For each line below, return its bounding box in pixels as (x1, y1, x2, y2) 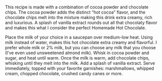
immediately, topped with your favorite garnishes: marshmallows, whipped (5, 65, 154, 71)
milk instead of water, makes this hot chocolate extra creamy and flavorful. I (5, 40, 157, 45)
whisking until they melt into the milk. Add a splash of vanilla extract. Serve (5, 61, 155, 66)
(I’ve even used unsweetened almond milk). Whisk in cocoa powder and (5, 50, 149, 56)
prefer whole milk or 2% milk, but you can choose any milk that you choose (5, 45, 156, 50)
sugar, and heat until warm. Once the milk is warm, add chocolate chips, (5, 55, 150, 61)
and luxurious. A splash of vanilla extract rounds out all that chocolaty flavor (5, 20, 158, 25)
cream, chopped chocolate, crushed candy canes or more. (5, 71, 123, 76)
